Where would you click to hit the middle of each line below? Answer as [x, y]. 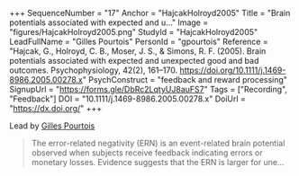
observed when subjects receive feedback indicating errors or [147, 153]
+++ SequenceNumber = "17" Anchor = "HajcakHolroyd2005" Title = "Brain [150, 13]
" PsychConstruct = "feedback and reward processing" [185, 79]
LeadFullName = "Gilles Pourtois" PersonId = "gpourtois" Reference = [139, 41]
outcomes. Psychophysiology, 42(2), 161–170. [94, 70]
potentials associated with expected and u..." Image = [109, 22]
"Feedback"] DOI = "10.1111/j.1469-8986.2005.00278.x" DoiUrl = [127, 99]
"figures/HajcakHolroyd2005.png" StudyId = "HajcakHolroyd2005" [134, 32]
